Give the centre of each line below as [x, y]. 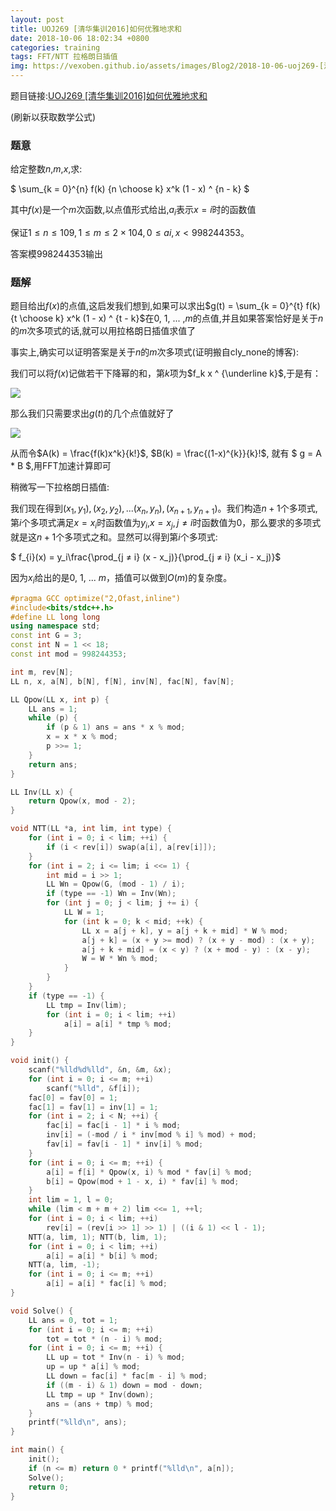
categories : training [55, 47]
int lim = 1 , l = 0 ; [71, 1200]
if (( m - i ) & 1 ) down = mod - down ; [125, 1385]
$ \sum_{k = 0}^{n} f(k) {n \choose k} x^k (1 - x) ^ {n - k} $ [130, 189]
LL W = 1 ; [84, 912]
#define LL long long [55, 617]
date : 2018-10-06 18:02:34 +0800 [80, 38]
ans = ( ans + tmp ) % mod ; [100, 1404]
